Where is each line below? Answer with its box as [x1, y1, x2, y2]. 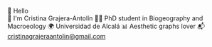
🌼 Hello [7, 7, 28, 15]
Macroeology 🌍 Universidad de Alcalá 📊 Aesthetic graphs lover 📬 [7, 22, 205, 30]
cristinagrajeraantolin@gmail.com [7, 32, 106, 40]
